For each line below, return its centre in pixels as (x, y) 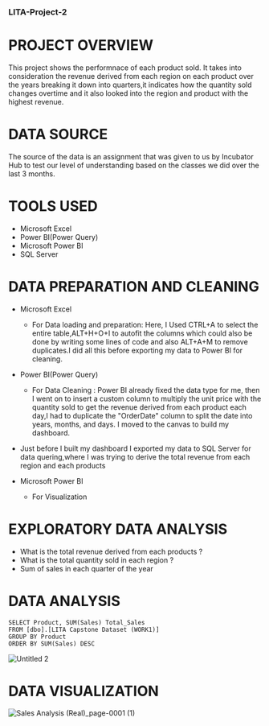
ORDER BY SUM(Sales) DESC (51, 643)
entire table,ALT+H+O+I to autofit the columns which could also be (142, 333)
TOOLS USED (53, 206)
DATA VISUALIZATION (84, 691)
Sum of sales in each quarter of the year (87, 568)
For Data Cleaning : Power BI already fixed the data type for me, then (146, 390)
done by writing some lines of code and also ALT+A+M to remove (140, 341)
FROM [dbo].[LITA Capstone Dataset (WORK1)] (84, 629)
